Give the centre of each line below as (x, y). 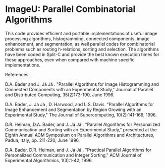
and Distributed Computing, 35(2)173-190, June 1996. (60, 95)
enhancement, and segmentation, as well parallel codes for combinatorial (80, 44)
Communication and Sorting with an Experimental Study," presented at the (81, 129)
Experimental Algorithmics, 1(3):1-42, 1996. (49, 160)
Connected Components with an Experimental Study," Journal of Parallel (79, 89)
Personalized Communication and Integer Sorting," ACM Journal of (74, 155)
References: (17, 74)
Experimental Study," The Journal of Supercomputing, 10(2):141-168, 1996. (81, 114)
